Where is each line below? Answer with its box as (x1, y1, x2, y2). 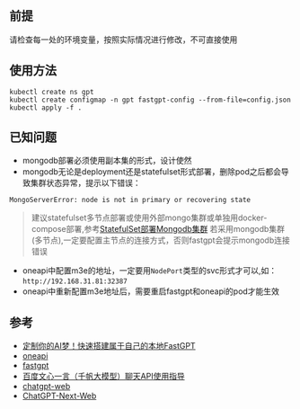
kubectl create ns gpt (9, 87, 94, 96)
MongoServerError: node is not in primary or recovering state (9, 196, 251, 205)
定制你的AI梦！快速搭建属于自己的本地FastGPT (22, 341, 196, 351)
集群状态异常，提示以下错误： (30, 178, 141, 189)
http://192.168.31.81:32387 (22, 277, 128, 286)
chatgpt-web (22, 381, 71, 392)
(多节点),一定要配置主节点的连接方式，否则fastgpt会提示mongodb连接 (31, 235, 290, 245)
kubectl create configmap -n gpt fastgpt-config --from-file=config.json (9, 95, 292, 104)
